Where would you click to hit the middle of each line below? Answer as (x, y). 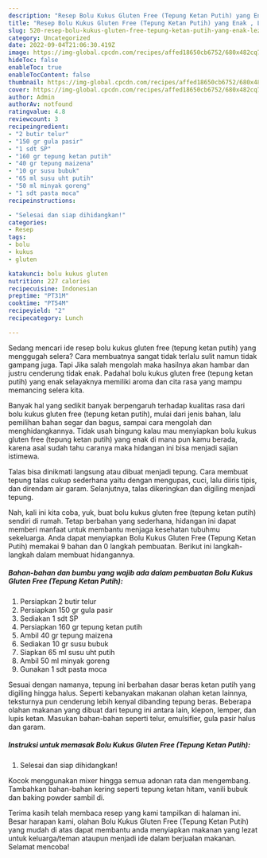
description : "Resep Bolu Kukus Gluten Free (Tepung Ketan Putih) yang (129, 16)
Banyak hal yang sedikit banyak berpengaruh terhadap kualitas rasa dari (126, 405)
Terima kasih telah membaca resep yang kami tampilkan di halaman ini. (125, 813)
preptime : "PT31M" (39, 296)
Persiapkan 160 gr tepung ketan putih (81, 626)
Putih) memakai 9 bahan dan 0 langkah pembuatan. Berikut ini (110, 546)
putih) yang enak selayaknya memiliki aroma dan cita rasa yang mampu (125, 381)
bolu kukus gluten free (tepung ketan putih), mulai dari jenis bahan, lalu (124, 414)
